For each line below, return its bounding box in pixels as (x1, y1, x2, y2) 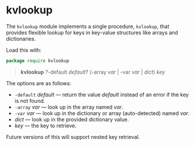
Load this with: (6, 46, 42, 53)
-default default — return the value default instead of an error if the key (14, 91, 189, 98)
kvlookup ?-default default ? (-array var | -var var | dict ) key (20, 68, 165, 75)
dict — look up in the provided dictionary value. (14, 116, 129, 123)
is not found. (14, 97, 46, 104)
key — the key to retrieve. (14, 122, 77, 129)
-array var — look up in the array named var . (14, 103, 124, 110)
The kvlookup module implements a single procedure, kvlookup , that (6, 23, 170, 30)
